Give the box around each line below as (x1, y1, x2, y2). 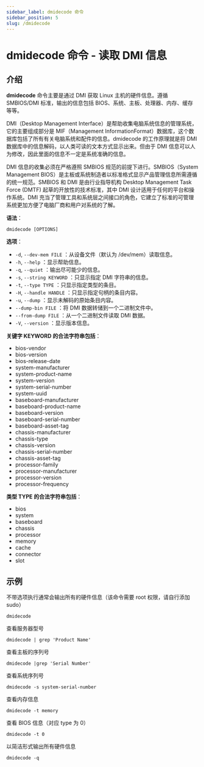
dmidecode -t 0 (6, 732, 45, 738)
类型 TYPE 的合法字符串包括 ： (6, 493, 82, 500)
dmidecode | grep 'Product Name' (6, 637, 91, 643)
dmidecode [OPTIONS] (6, 227, 59, 233)
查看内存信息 (6, 696, 38, 703)
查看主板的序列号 (6, 648, 49, 656)
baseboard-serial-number (15, 415, 80, 423)
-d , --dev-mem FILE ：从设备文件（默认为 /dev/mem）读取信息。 (15, 251, 176, 258)
